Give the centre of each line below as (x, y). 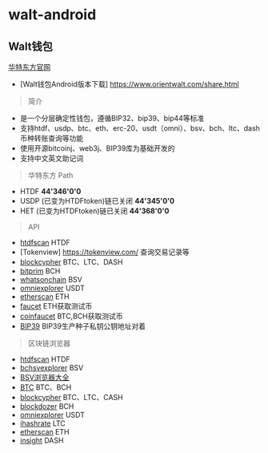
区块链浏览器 (49, 343)
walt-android (52, 15)
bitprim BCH (40, 271)
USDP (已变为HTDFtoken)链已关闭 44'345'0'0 (97, 201)
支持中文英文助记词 (52, 158)
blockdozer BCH (47, 406)
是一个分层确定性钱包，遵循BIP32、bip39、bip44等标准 (112, 118)
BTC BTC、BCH (46, 387)
